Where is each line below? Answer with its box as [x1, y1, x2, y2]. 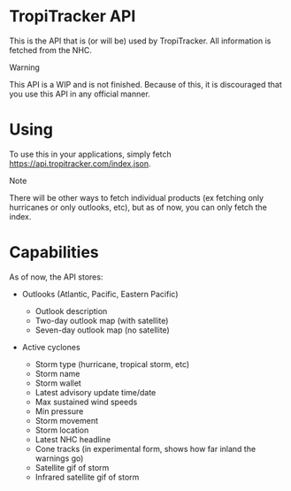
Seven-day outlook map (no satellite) [34, 325, 170, 335]
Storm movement [34, 415, 99, 426]
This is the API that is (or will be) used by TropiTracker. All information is [9, 35, 272, 46]
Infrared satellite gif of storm [34, 472, 140, 482]
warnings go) [34, 453, 84, 464]
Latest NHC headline [34, 433, 111, 444]
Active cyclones [21, 341, 81, 352]
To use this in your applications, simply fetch [9, 149, 172, 159]
